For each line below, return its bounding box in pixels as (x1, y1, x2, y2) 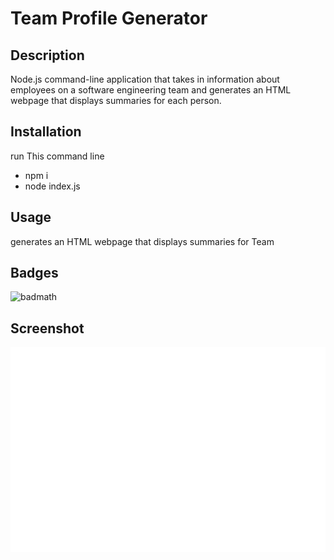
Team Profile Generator (10, 7, 208, 30)
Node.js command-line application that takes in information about (10, 73, 280, 85)
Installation (10, 123, 82, 141)
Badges (10, 265, 59, 282)
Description (10, 47, 85, 64)
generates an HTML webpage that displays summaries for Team (10, 235, 275, 247)
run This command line (10, 150, 105, 162)
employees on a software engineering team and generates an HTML (10, 84, 292, 96)
